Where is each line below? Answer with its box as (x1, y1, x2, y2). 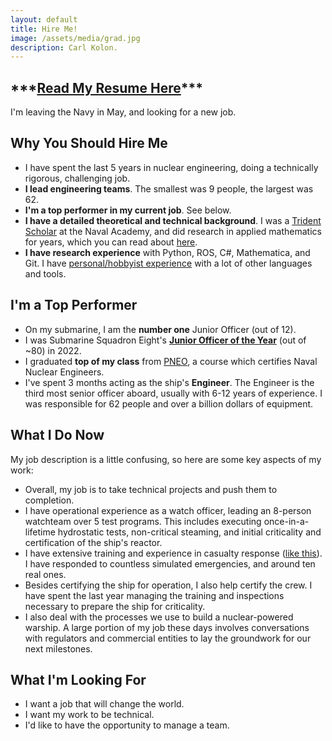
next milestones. (24, 642, 93, 655)
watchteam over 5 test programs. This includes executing (24, 515, 262, 527)
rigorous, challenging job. (24, 172, 131, 184)
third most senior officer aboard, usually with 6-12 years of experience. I (24, 387, 323, 399)
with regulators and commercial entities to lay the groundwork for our (24, 632, 312, 644)
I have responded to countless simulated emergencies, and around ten (24, 557, 316, 570)
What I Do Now (10, 427, 105, 444)
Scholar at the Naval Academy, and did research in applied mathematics (24, 225, 322, 237)
